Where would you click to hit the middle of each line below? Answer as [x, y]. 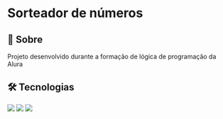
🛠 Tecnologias [41, 87]
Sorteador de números [75, 13]
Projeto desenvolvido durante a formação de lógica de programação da [112, 56]
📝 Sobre [25, 40]
